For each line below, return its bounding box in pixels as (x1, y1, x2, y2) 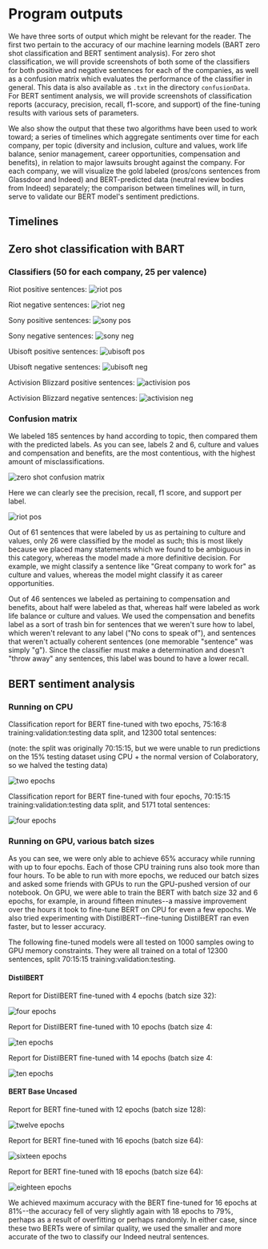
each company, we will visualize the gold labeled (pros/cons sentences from (8, 166, 261, 176)
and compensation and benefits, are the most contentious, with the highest (8, 448, 256, 458)
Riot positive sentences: (8, 285, 88, 294)
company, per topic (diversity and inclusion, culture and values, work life (8, 140, 248, 150)
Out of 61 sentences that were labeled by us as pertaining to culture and (8, 527, 246, 537)
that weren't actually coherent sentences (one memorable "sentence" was (8, 637, 254, 646)
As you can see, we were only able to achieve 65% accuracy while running (8, 854, 256, 863)
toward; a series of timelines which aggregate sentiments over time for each (8, 131, 259, 141)
